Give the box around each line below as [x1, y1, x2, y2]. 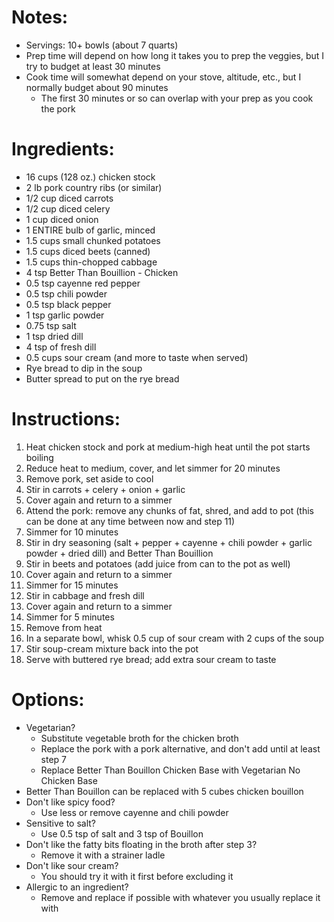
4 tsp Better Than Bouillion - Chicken [25, 266, 179, 278]
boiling [25, 451, 54, 463]
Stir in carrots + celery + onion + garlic [25, 483, 186, 495]
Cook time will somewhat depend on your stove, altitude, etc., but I [25, 71, 302, 83]
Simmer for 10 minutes [25, 526, 119, 538]
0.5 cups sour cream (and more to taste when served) [25, 351, 249, 363]
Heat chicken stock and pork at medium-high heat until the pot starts [25, 441, 311, 453]
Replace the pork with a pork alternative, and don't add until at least [40, 742, 321, 755]
